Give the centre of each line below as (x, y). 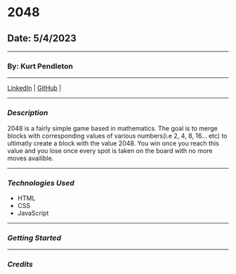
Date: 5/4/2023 (42, 38)
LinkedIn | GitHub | (34, 88)
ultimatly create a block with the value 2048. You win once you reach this (113, 143)
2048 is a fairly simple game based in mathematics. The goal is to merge (112, 128)
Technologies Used (41, 183)
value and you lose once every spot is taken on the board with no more (110, 150)
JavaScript (33, 213)
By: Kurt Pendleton (40, 66)
